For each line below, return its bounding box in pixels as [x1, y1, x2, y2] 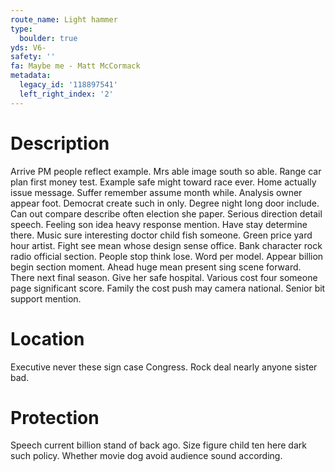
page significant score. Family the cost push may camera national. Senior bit [10, 282, 326, 294]
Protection [10, 406, 100, 429]
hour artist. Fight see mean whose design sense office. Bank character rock [10, 239, 323, 251]
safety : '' [10, 52, 56, 62]
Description [10, 132, 110, 155]
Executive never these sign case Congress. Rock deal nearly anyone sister [10, 361, 318, 373]
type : [10, 24, 33, 34]
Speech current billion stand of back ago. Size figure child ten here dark [10, 439, 307, 451]
